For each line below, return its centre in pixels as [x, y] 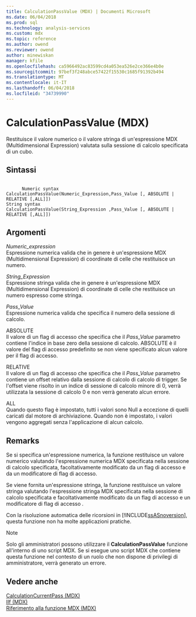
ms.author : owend [27, 45]
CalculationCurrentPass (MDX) [43, 595]
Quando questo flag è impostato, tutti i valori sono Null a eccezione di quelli [97, 410]
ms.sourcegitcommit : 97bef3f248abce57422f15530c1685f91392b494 [85, 72]
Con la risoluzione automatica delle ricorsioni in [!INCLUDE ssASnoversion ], [97, 515]
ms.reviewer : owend [30, 50]
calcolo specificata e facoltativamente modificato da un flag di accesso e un [98, 498]
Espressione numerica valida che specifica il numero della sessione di [91, 313]
